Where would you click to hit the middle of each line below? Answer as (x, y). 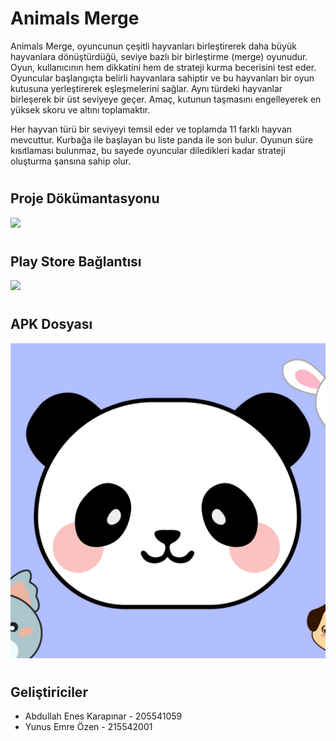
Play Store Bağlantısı (76, 261)
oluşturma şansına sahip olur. (71, 161)
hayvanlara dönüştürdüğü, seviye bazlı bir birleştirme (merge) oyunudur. (159, 56)
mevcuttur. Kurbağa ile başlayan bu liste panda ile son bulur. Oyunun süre (162, 139)
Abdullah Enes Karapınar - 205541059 (103, 716)
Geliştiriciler (49, 692)
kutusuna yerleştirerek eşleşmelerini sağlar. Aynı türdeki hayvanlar (146, 88)
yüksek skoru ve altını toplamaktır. (80, 109)
